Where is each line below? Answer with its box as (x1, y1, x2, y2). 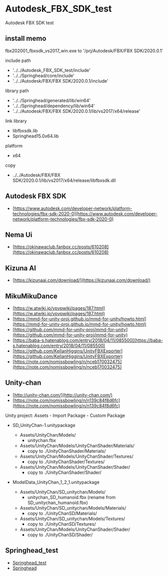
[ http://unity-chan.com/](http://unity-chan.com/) (12, 392, 113, 398)
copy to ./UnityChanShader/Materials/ (27, 448, 106, 454)
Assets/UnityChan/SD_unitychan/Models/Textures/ (20, 516, 125, 522)
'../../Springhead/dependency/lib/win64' (12, 103, 95, 109)
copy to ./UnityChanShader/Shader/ (27, 469, 102, 475)
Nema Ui (5, 230, 33, 239)
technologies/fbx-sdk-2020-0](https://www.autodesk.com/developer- (12, 210, 158, 217)
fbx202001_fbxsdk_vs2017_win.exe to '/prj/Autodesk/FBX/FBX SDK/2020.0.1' (5, 47, 163, 53)
